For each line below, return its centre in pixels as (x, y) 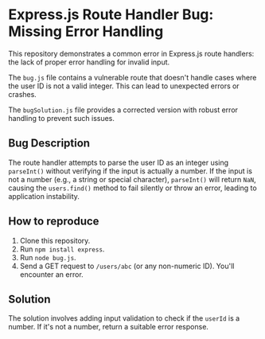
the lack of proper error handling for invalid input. (89, 62)
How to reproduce (54, 222)
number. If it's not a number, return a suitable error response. (109, 327)
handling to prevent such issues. (62, 118)
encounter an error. (51, 274)
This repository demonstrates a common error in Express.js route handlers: (131, 53)
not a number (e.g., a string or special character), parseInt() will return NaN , (132, 179)
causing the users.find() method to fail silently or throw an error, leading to (132, 188)
